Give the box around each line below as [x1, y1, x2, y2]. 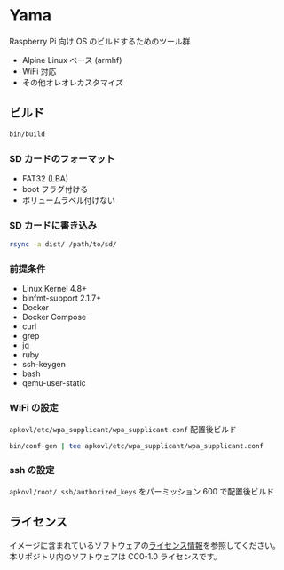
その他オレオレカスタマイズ [21, 76, 124, 87]
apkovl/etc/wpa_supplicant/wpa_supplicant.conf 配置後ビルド [9, 423, 238, 434]
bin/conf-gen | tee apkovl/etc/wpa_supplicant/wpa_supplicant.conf [9, 441, 264, 450]
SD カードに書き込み [9, 219, 98, 231]
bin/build [9, 130, 46, 139]
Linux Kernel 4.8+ [21, 284, 87, 294]
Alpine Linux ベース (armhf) [21, 54, 122, 65]
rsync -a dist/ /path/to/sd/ [9, 240, 117, 249]
